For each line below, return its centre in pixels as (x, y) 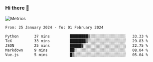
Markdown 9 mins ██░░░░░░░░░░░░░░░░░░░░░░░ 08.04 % (77, 50)
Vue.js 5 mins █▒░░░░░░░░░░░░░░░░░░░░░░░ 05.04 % (77, 55)
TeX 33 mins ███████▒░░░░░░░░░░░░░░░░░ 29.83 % (77, 41)
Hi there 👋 (17, 8)
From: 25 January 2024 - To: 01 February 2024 (54, 28)
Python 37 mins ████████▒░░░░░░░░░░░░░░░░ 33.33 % (77, 36)
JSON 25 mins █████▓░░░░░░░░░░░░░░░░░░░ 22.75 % (77, 46)
